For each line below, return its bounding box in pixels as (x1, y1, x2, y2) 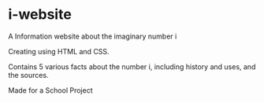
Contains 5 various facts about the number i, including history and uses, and (8, 61, 256, 72)
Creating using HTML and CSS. (8, 46, 110, 56)
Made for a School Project (8, 85, 93, 95)
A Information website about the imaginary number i (8, 31, 177, 41)
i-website (8, 6, 73, 24)
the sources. (8, 70, 49, 79)
